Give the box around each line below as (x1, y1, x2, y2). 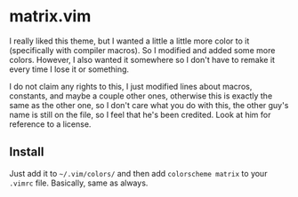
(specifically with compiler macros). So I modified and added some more (9, 44, 276, 55)
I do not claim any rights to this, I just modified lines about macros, (9, 81, 253, 91)
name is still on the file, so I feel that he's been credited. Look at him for (9, 109, 271, 120)
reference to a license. (9, 118, 92, 130)
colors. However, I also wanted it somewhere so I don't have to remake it (9, 54, 276, 65)
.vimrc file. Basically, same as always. (9, 177, 149, 188)
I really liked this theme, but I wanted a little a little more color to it (9, 35, 250, 46)
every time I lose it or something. (9, 64, 130, 75)
